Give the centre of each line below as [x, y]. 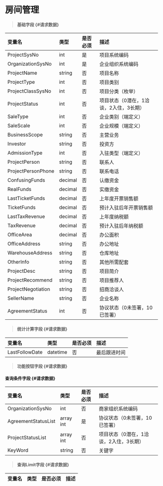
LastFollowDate [25, 352]
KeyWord [18, 450]
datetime [57, 352]
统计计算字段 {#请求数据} [42, 329]
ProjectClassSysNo [29, 91]
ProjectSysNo [23, 55]
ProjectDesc [21, 271]
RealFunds [19, 189]
